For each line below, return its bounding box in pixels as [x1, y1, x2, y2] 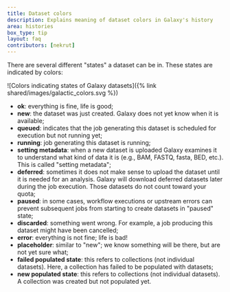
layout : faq [7, 36, 41, 43]
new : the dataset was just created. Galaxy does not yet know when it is [16, 109, 219, 117]
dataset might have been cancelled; [16, 226, 119, 234]
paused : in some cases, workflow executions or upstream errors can [16, 197, 213, 205]
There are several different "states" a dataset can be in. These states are [7, 61, 213, 69]
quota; [16, 190, 36, 198]
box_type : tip [7, 29, 48, 36]
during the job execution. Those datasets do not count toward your [16, 183, 207, 190]
